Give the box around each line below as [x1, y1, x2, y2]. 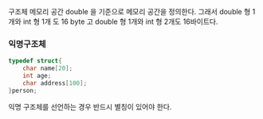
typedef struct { [8, 57, 62, 65]
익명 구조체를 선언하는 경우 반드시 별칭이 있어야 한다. [8, 102, 172, 111]
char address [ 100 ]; [22, 79, 88, 87]
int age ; [22, 72, 52, 80]
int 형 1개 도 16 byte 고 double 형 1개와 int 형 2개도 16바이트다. [22, 17, 218, 26]
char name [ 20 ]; [22, 64, 73, 73]
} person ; [8, 86, 37, 94]
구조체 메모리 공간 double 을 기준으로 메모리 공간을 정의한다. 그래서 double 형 [8, 7, 251, 16]
